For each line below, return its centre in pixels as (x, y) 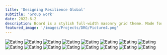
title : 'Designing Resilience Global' (45, 10)
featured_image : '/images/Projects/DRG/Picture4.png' (62, 28)
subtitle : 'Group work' (30, 14)
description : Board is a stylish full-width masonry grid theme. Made (80, 23)
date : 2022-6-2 (21, 19)
